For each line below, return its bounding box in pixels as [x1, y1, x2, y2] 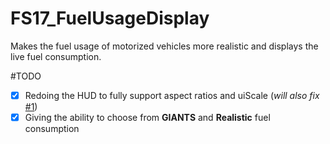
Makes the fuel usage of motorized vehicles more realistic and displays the [10, 40, 319, 52]
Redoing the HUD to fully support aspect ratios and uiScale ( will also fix [24, 89, 320, 101]
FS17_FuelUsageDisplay [10, 7, 210, 30]
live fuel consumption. [10, 50, 102, 62]
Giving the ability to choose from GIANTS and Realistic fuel [24, 112, 271, 123]
